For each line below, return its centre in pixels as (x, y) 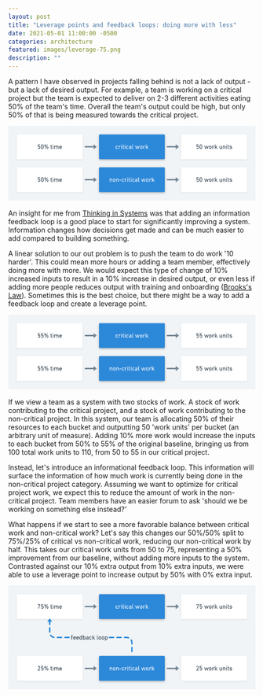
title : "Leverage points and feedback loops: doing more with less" (122, 25)
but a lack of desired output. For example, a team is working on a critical (125, 90)
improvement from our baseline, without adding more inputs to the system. (129, 558)
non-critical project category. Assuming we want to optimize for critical (123, 485)
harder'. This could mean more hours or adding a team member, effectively (129, 262)
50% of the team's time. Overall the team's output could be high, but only (127, 107)
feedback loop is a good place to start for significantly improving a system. (129, 222)
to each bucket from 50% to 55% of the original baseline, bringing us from (129, 444)
